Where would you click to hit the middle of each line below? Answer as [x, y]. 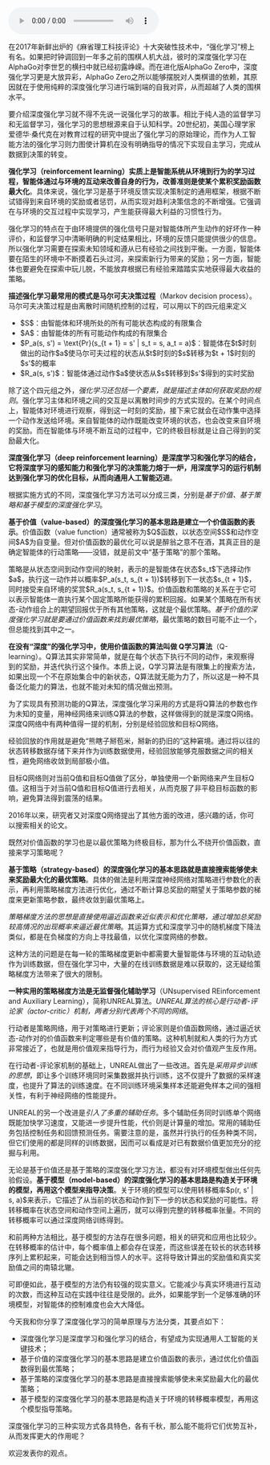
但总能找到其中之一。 [43, 629]
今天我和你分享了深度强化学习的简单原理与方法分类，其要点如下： [117, 1322]
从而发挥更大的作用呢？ [47, 1436]
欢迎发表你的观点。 [40, 1453]
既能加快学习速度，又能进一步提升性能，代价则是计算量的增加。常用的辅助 [131, 1123]
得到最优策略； [52, 1369]
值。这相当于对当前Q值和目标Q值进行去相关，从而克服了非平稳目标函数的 [129, 788]
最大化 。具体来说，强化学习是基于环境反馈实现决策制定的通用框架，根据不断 [135, 191]
